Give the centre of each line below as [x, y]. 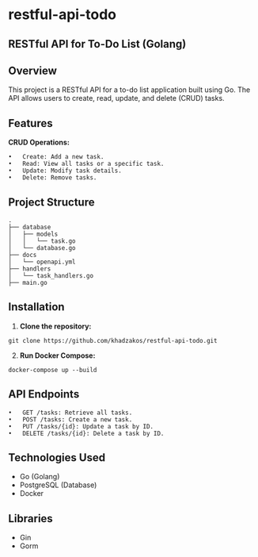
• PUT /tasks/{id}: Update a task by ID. [81, 426]
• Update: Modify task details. [65, 171]
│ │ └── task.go [42, 241]
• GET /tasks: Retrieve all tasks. [70, 413]
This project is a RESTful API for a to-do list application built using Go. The [129, 90]
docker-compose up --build [53, 370]
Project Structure [51, 202]
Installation [36, 307]
